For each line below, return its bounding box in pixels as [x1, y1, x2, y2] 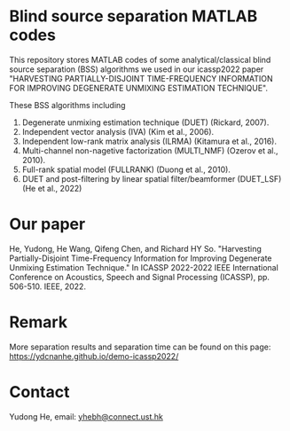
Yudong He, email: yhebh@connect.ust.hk [9, 411, 164, 422]
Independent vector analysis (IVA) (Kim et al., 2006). [21, 126, 215, 137]
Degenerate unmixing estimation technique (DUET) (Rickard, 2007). [21, 117, 270, 128]
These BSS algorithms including [9, 99, 126, 110]
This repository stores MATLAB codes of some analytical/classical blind [9, 54, 271, 65]
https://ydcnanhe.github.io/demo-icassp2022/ [9, 350, 179, 361]
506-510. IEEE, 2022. [9, 281, 87, 292]
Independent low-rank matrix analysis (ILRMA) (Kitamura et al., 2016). [21, 136, 278, 146]
